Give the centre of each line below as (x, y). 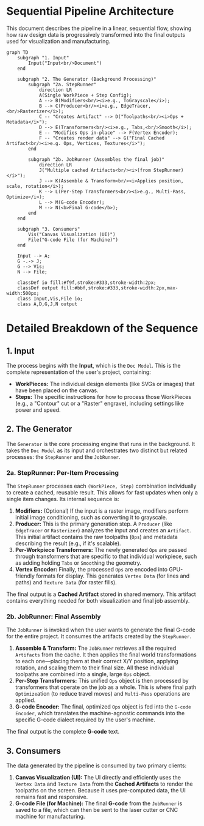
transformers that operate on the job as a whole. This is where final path (106, 687)
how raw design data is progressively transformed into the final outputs (96, 34)
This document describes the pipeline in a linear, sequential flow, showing (99, 28)
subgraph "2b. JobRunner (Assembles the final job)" (97, 159)
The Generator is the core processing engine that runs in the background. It (101, 444)
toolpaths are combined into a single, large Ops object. (83, 674)
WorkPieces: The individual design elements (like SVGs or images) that (105, 384)
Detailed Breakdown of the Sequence (102, 328)
